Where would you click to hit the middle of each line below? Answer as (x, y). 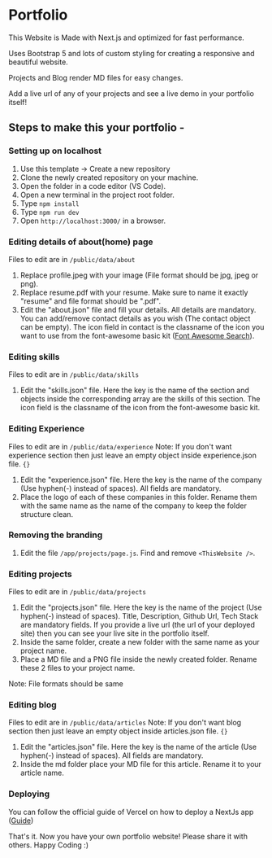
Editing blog (32, 705)
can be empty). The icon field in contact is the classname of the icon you (142, 326)
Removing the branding (56, 535)
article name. (42, 773)
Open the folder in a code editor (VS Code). (93, 186)
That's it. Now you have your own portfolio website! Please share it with (128, 836)
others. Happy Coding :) (49, 845)
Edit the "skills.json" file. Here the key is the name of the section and (135, 390)
